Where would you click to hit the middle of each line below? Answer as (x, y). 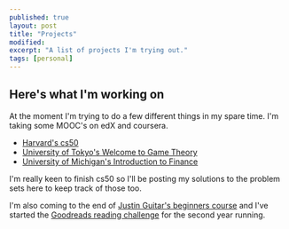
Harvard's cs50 (50, 142)
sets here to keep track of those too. (75, 188)
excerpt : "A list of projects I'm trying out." (99, 51)
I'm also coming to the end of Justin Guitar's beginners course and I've (139, 205)
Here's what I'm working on (87, 95)
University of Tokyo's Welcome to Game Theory (109, 152)
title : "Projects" (43, 34)
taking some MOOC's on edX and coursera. (89, 125)
